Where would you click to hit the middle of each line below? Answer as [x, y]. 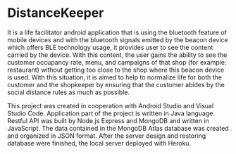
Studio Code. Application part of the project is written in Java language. [111, 113]
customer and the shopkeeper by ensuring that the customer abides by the [116, 84]
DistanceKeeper [56, 13]
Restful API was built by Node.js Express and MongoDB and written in [108, 120]
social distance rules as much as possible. [69, 92]
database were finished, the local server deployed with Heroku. [99, 143]
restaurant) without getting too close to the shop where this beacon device [116, 70]
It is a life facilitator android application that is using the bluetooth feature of [117, 32]
